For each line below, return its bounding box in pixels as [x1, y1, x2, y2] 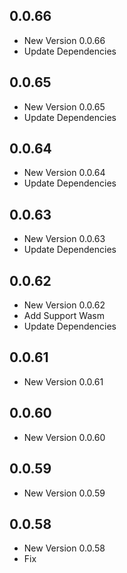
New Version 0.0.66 [23, 34, 106, 46]
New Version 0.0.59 [23, 487, 106, 499]
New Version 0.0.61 [23, 375, 104, 388]
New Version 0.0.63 [23, 233, 106, 245]
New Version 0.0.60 [23, 431, 106, 443]
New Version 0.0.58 [23, 542, 106, 554]
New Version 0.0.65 [23, 100, 106, 113]
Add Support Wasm [23, 310, 105, 322]
